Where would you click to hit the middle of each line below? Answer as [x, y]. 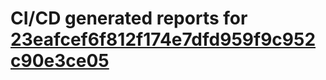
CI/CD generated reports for [129, 18]
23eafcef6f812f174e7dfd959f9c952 [163, 39]
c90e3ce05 [60, 61]
